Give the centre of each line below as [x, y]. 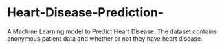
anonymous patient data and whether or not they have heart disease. [105, 38]
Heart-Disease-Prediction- [85, 13]
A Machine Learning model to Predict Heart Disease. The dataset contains [112, 31]
